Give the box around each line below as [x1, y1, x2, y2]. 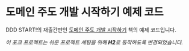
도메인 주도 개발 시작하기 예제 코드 [5, 5, 164, 19]
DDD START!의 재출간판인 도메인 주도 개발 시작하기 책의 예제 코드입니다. [5, 26, 177, 33]
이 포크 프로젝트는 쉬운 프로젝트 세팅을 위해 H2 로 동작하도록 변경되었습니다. [5, 39, 183, 46]
